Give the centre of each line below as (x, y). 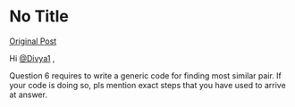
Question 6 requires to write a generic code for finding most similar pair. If (145, 75)
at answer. (28, 95)
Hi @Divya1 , (32, 58)
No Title (39, 16)
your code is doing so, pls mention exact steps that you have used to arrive (147, 85)
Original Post (33, 41)
